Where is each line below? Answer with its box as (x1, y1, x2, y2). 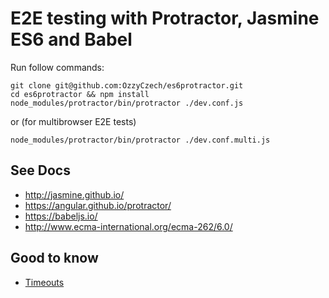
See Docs (10, 162, 71, 179)
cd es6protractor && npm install (10, 89, 150, 99)
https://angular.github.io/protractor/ (24, 199, 172, 211)
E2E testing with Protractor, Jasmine (10, 7, 320, 30)
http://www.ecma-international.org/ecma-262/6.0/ (24, 220, 233, 232)
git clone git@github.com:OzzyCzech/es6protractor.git (10, 80, 244, 91)
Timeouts (24, 276, 65, 288)
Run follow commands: (10, 61, 105, 73)
